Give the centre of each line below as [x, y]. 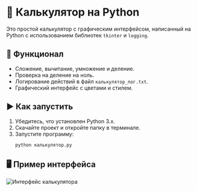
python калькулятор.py [43, 145]
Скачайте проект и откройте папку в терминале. [78, 127]
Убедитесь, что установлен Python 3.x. [65, 121]
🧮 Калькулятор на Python [73, 12]
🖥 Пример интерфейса [51, 164]
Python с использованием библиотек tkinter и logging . [77, 35]
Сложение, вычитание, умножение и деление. [75, 68]
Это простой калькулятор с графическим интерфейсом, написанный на [99, 29]
